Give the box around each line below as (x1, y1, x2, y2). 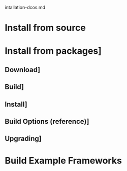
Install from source (5, 22, 86, 33)
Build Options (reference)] (5, 117, 89, 126)
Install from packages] (5, 45, 102, 57)
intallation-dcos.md (5, 5, 46, 10)
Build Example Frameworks (5, 155, 122, 166)
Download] (5, 65, 41, 74)
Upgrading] (5, 134, 42, 143)
